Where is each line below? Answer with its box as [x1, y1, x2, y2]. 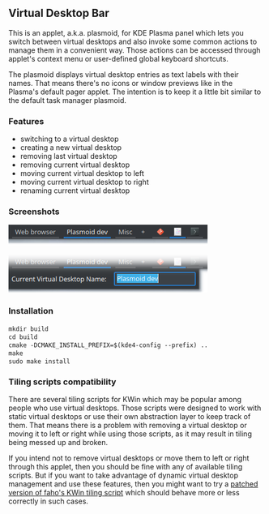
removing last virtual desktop [19, 152, 117, 161]
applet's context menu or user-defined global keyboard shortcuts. [8, 54, 228, 63]
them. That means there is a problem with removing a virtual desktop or [8, 421, 247, 430]
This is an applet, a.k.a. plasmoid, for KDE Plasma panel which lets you [8, 28, 245, 37]
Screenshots [8, 206, 60, 217]
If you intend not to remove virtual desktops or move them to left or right [8, 453, 250, 463]
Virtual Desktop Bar [8, 6, 109, 20]
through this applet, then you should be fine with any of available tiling [8, 462, 243, 471]
